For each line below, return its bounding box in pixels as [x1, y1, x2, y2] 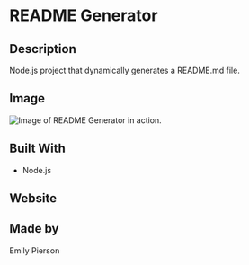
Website [9, 190, 57, 207]
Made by [9, 221, 59, 236]
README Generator [9, 5, 158, 26]
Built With [9, 141, 66, 156]
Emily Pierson [9, 244, 60, 256]
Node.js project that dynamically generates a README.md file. [9, 65, 240, 75]
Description [9, 41, 76, 57]
